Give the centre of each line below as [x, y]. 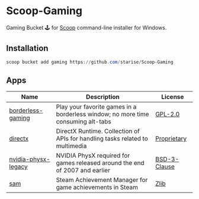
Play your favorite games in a [96, 107]
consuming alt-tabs [84, 122]
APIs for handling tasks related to [102, 139]
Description [103, 97]
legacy [18, 167]
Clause [165, 167]
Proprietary [171, 139]
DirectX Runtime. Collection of [98, 131]
